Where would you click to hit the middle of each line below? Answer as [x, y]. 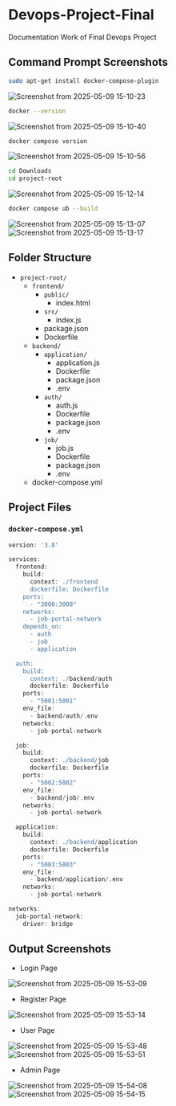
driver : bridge [48, 924]
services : [25, 559]
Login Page [38, 968]
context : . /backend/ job [69, 760]
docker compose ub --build [53, 209]
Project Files [40, 508]
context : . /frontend [64, 582]
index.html [73, 302]
